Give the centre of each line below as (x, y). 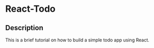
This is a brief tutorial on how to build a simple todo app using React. (77, 40)
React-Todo (30, 9)
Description (24, 28)
